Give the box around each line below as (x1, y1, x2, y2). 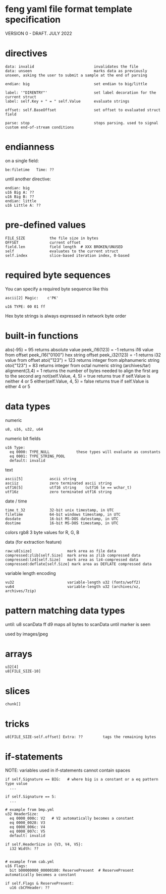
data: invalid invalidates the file (5, 64, 139, 69)
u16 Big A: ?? (5, 190, 35, 195)
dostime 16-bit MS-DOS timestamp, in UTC (5, 520, 119, 526)
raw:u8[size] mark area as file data (5, 549, 116, 554)
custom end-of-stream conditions (5, 125, 74, 130)
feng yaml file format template (5, 3, 132, 15)
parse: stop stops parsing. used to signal (5, 120, 159, 125)
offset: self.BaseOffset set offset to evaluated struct (5, 108, 161, 112)
